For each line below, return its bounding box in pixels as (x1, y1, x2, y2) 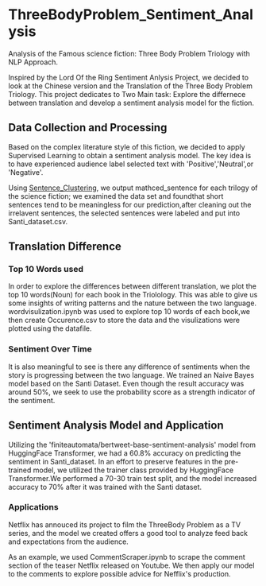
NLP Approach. (8, 57, 58, 67)
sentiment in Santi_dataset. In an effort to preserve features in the (8, 456, 223, 466)
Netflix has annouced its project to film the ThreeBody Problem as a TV (8, 519, 241, 530)
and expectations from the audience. (8, 537, 129, 546)
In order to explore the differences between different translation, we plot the (8, 281, 256, 291)
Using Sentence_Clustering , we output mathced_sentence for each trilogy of (8, 183, 258, 192)
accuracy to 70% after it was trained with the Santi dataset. (8, 482, 202, 491)
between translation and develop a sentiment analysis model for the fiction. (8, 98, 255, 107)
